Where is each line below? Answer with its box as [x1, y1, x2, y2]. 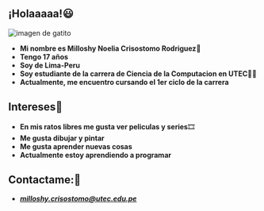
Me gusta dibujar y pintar [19, 133, 105, 143]
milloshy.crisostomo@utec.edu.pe [19, 194, 137, 204]
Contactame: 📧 [8, 173, 82, 186]
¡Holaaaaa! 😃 [8, 7, 74, 21]
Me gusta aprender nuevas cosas [19, 141, 132, 151]
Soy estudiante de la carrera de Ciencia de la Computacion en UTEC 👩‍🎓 [19, 68, 258, 79]
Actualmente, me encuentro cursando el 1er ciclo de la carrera [19, 77, 229, 86]
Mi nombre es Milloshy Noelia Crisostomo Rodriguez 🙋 [19, 44, 201, 53]
